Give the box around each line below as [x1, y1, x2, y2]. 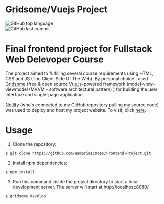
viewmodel [5, 86, 28, 92]
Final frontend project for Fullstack [5, 43, 152, 55]
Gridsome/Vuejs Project [5, 4, 108, 15]
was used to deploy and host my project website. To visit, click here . [5, 107, 146, 113]
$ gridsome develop [5, 193, 46, 199]
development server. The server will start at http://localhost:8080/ [12, 184, 149, 190]
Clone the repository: [12, 141, 57, 147]
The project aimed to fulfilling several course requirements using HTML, [5, 70, 154, 76]
